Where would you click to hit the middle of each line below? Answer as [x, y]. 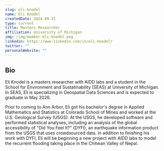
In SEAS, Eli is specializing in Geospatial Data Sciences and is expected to [80, 92]
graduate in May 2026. [28, 98]
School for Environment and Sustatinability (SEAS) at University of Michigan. [82, 87]
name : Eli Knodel [23, 14]
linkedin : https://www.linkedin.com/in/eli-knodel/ [59, 42]
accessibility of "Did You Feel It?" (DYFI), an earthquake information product [82, 128]
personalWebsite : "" [26, 50]
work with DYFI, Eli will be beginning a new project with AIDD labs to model [81, 138]
